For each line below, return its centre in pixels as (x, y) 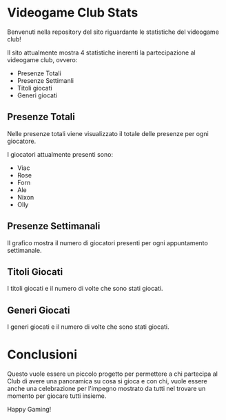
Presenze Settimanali (54, 226)
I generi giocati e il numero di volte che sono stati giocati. (89, 327)
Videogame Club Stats (73, 13)
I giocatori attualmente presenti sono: (60, 154)
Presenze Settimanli (45, 80)
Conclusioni (42, 355)
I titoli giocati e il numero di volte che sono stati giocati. (85, 289)
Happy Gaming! (29, 410)
